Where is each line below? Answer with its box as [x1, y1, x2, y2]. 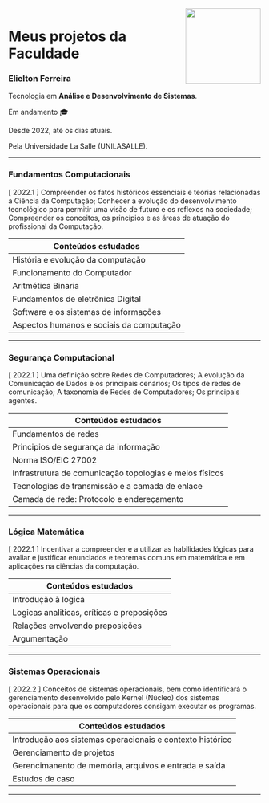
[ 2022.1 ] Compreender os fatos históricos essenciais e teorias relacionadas [8, 187, 261, 197]
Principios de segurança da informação [12, 442, 160, 453]
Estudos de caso [12, 772, 75, 784]
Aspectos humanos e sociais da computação [12, 319, 182, 330]
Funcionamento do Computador [12, 267, 132, 278]
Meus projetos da [8, 27, 126, 46]
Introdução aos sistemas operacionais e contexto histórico [12, 734, 232, 745]
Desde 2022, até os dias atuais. [8, 126, 113, 136]
